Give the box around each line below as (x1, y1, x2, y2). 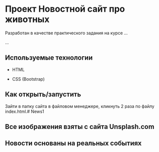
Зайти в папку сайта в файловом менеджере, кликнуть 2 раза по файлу (5, 103, 155, 109)
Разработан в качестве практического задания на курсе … (5, 30, 128, 36)
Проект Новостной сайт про (5, 3, 125, 15)
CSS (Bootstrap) (12, 76, 45, 82)
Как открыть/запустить (5, 90, 81, 99)
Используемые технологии (5, 54, 93, 62)
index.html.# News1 (5, 109, 45, 114)
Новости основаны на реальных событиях (5, 139, 142, 148)
